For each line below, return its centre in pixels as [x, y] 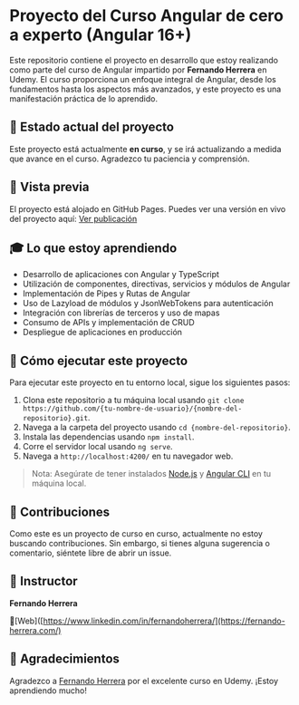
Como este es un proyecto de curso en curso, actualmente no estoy [136, 534]
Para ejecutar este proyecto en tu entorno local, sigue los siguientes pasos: [150, 382]
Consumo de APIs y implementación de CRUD [108, 323]
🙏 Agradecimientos [65, 659]
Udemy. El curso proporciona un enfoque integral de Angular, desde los [143, 79]
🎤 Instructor [44, 581]
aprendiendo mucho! [48, 691]
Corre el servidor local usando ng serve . [98, 447]
